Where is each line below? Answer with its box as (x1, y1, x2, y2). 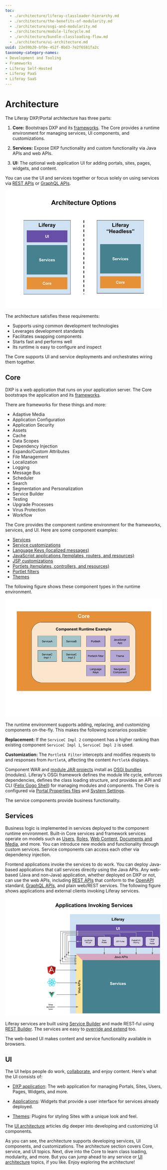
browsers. (5, 1041, 26, 1047)
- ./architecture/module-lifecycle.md (9, 29, 91, 34)
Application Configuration (12, 417, 66, 423)
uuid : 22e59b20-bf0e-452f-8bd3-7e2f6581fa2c (5, 45, 99, 50)
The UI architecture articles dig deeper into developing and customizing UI (5, 1123, 159, 1129)
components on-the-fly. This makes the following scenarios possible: (5, 726, 148, 733)
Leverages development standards (12, 328, 84, 334)
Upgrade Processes (12, 501, 54, 507)
